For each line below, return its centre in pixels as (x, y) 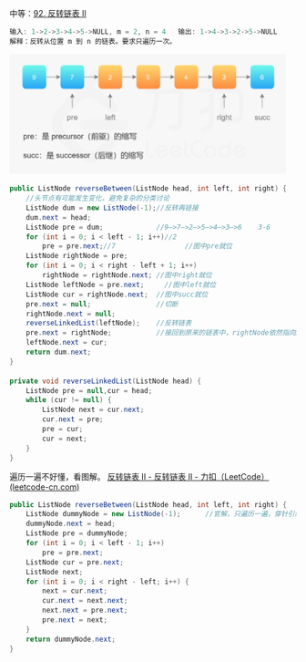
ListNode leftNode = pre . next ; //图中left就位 (121, 284)
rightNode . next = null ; (71, 314)
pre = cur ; (63, 429)
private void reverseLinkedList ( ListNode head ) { (106, 381)
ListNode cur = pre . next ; (75, 562)
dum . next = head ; (59, 217)
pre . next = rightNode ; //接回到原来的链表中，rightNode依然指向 (161, 333)
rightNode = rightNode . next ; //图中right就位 (127, 275)
